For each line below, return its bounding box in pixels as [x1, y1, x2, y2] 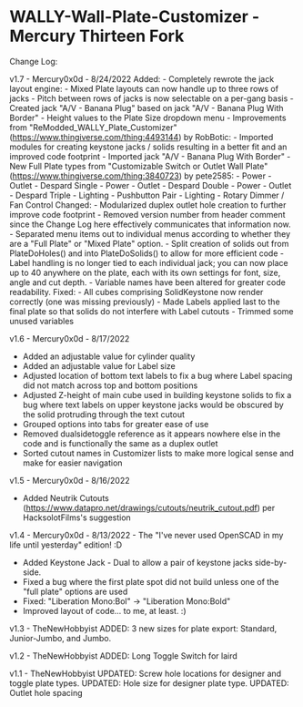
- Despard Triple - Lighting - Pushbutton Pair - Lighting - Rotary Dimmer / [9, 190, 285, 200]
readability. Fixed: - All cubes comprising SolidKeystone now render [9, 286, 264, 297]
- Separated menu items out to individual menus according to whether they [9, 228, 291, 239]
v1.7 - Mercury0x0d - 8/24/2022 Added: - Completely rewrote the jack [9, 73, 275, 84]
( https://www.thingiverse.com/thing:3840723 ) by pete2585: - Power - [9, 170, 272, 181]
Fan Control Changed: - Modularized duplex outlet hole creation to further [9, 199, 287, 210]
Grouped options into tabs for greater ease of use [22, 418, 209, 429]
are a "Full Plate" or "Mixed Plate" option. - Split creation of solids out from [9, 238, 289, 249]
